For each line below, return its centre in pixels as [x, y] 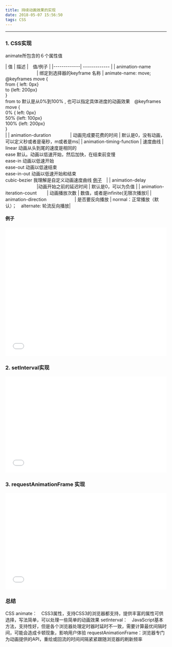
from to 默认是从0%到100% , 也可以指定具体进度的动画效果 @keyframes [83, 101]
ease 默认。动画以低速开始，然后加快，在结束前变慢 [60, 154]
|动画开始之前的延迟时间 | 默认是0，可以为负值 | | [89, 186]
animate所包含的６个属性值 [34, 56]
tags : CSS [16, 20]
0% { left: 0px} [21, 112]
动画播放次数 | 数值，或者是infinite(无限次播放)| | [101, 193]
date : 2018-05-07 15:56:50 [34, 15]
